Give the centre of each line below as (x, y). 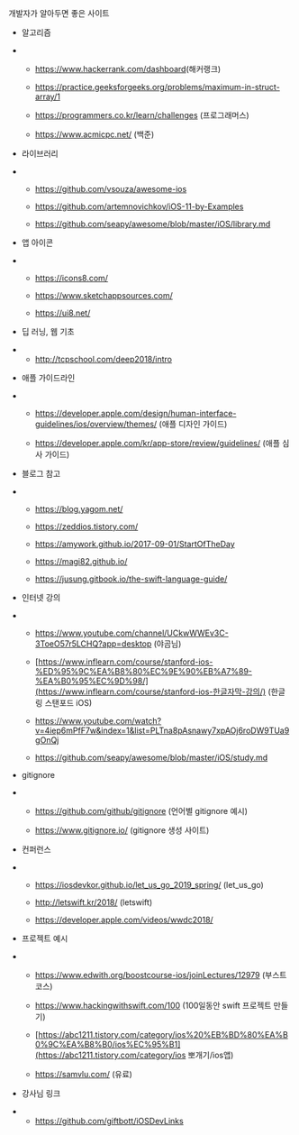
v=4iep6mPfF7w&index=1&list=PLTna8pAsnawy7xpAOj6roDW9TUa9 (162, 730)
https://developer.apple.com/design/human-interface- (136, 413)
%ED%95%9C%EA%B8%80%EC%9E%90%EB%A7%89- (144, 671)
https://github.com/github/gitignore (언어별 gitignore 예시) (141, 811)
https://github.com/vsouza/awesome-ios (111, 189)
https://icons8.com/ (72, 278)
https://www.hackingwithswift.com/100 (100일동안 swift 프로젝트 (153, 1005)
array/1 (47, 96)
